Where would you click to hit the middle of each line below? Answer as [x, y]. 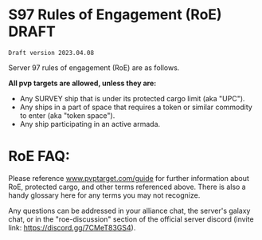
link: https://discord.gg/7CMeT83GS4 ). [72, 227]
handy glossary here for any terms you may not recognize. [104, 195]
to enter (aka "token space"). [67, 115]
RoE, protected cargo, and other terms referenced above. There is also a [127, 187]
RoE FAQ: [39, 156]
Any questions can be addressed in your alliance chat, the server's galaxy [129, 210]
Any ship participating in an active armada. [90, 124]
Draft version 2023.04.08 [51, 53]
